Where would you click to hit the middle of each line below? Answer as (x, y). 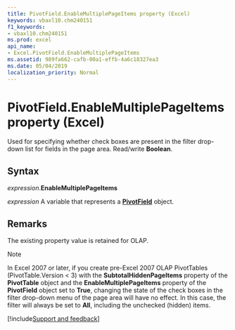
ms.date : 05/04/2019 (38, 66)
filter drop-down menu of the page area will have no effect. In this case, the (117, 298)
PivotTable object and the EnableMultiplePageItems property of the (107, 283)
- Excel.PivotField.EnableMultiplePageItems (74, 53)
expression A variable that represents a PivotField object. (91, 202)
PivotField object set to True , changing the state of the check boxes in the (115, 290)
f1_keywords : (26, 27)
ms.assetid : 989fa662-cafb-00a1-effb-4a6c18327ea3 (83, 60)
